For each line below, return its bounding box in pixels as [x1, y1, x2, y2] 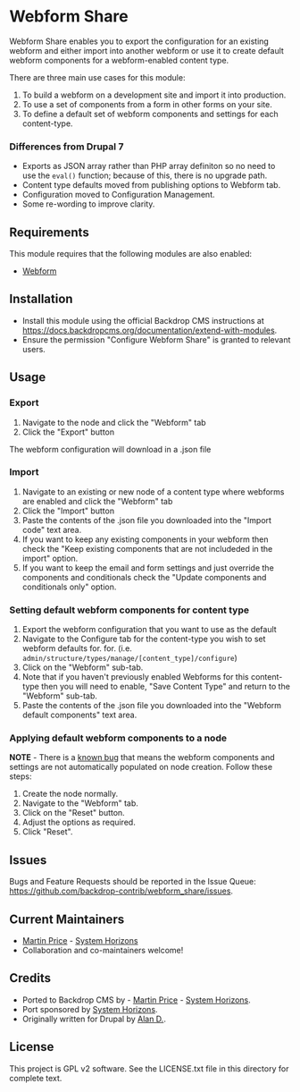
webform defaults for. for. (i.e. [21, 643, 132, 654]
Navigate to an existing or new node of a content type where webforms [21, 486, 285, 497]
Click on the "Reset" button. [21, 808, 125, 818]
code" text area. [21, 524, 82, 535]
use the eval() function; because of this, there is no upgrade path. [21, 170, 268, 181]
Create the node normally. [21, 789, 119, 800]
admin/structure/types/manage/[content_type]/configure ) [21, 653, 238, 664]
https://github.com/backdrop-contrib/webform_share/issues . [9, 885, 234, 896]
